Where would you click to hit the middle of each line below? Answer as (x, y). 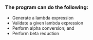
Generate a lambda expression (43, 18)
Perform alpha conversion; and (43, 28)
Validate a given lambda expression (48, 23)
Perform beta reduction (36, 34)
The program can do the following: (47, 7)
